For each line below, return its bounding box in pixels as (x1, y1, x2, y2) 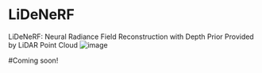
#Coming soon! (8, 56, 59, 65)
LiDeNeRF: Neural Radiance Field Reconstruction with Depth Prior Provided (8, 32, 254, 41)
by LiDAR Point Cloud (8, 40, 78, 49)
